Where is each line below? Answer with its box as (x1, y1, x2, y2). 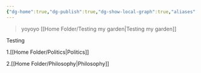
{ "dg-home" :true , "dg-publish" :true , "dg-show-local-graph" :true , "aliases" (6, 8, 196, 15)
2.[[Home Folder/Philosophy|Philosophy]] (6, 60, 110, 67)
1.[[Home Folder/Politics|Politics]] (6, 48, 89, 56)
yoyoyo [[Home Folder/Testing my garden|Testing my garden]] (21, 25, 177, 32)
